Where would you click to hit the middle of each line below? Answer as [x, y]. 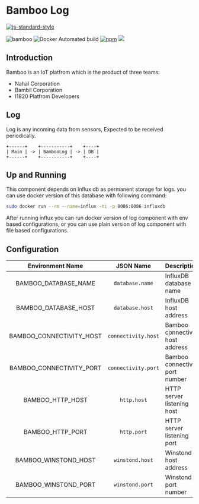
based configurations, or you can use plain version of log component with [96, 224]
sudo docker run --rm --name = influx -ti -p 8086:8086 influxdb [86, 207]
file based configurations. [37, 231]
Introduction [30, 58]
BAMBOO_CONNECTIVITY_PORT [55, 368]
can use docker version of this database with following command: [86, 196]
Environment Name [55, 266]
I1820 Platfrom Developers [47, 96]
